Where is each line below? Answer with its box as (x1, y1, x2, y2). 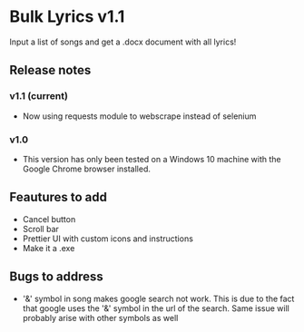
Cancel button (22, 213, 76, 224)
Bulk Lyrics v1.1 (9, 6, 125, 27)
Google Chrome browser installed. (22, 163, 152, 174)
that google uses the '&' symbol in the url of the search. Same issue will (22, 302, 290, 314)
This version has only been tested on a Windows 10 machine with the (22, 153, 281, 164)
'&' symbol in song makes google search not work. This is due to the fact (22, 293, 295, 304)
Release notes (9, 63, 92, 78)
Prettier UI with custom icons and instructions (22, 233, 193, 244)
